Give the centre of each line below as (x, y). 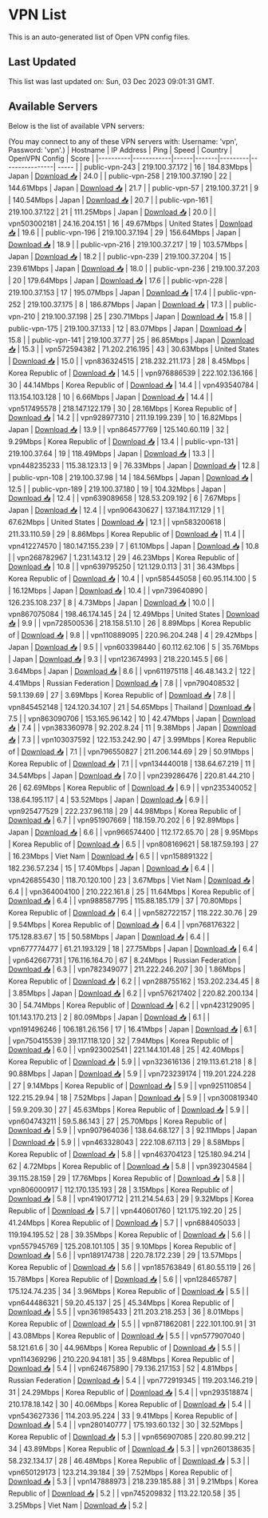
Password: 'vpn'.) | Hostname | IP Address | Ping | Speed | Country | (120, 150)
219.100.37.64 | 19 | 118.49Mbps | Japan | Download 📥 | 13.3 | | (111, 453)
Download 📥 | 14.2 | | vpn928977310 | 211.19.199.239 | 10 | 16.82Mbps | (125, 417)
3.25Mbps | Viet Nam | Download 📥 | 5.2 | (78, 1505)
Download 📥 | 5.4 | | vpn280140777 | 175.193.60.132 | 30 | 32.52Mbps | (126, 1424)
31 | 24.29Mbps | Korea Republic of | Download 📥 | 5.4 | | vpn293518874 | (131, 1392)
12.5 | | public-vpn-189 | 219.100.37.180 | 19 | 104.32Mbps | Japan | (117, 489)
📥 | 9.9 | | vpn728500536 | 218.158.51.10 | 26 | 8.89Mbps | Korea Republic (130, 623)
